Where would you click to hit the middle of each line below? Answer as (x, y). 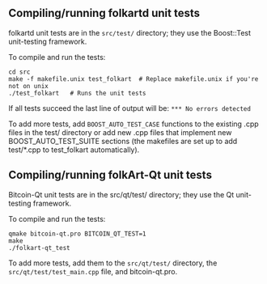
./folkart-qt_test (39, 248)
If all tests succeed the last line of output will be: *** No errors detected (129, 108)
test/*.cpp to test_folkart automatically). (74, 150)
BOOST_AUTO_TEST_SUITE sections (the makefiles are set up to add (123, 141)
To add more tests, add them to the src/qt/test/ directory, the (113, 263)
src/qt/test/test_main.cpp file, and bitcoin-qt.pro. (93, 271)
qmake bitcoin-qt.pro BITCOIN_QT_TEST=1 (78, 234)
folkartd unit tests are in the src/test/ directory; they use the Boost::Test (130, 32)
